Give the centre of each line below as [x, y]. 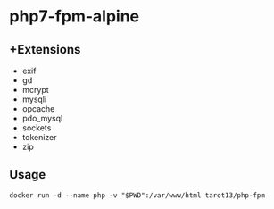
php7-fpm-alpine [75, 17]
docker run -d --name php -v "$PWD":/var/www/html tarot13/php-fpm [137, 195]
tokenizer [39, 137]
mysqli [34, 99]
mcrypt [35, 90]
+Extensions [45, 50]
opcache [38, 109]
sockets [37, 128]
